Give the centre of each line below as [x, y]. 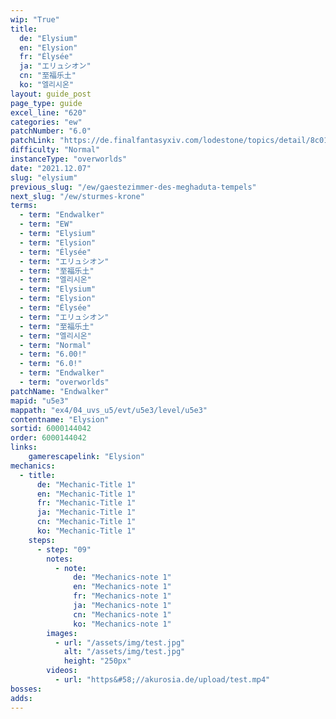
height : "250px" [97, 661]
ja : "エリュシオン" [55, 66]
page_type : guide [46, 103]
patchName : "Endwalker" [60, 391]
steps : [42, 540]
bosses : [26, 689]
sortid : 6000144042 [51, 429]
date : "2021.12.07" [51, 168]
